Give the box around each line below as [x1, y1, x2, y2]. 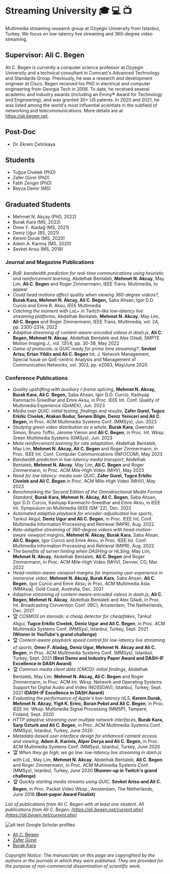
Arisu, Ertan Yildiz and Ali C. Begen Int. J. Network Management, [12, 351, 150, 357]
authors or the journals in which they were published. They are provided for [5, 857, 163, 863]
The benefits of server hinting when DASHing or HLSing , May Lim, [12, 548, 151, 554]
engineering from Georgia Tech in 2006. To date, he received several [5, 86, 150, 92]
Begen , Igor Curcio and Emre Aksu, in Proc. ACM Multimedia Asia [12, 580, 150, 587]
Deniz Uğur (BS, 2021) [12, 230, 59, 236]
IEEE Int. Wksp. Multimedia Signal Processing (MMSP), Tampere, [12, 705, 148, 712]
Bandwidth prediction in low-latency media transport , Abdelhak [12, 456, 146, 462]
